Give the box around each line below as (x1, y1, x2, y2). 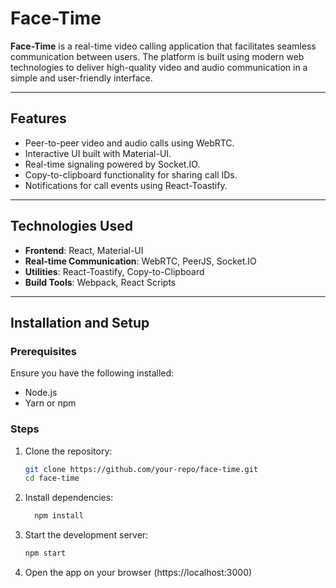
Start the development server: (24, 529, 149, 541)
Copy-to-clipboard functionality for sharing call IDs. (24, 168, 238, 181)
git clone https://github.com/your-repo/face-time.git (24, 464, 259, 474)
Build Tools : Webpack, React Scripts (24, 276, 177, 288)
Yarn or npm (24, 397, 77, 409)
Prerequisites (10, 344, 77, 358)
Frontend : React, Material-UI (24, 244, 144, 256)
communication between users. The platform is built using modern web (10, 50, 305, 62)
